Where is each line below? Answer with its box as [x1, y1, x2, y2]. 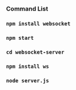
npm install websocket [6, 20, 71, 27]
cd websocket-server [6, 49, 65, 56]
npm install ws [6, 63, 50, 70]
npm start [6, 34, 34, 41]
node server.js [6, 77, 50, 84]
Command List [6, 5, 49, 13]
